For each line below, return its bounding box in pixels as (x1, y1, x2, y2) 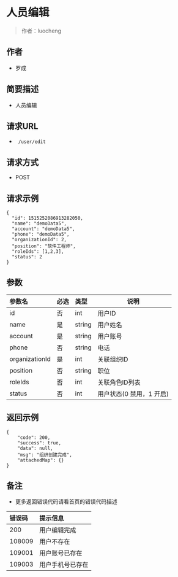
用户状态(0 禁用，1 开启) (97, 389, 169, 398)
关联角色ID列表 (97, 378, 141, 387)
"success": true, (17, 440, 62, 446)
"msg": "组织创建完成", (17, 452, 72, 458)
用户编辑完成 (39, 526, 76, 535)
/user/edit (18, 139, 46, 145)
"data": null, (17, 445, 53, 451)
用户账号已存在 (39, 549, 83, 557)
